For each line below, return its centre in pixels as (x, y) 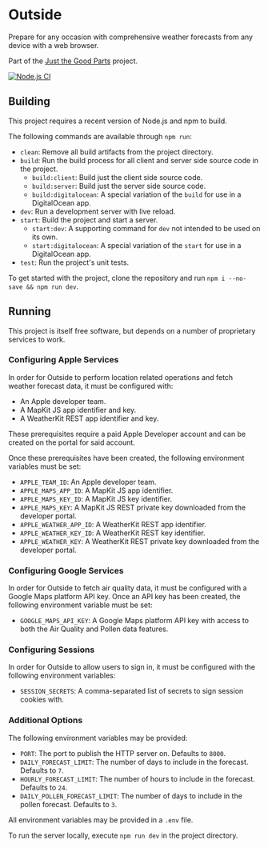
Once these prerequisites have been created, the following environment (126, 458)
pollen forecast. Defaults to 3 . (68, 804)
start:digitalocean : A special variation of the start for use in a (136, 245)
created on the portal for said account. (72, 442)
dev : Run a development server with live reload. (98, 211)
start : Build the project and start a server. (89, 220)
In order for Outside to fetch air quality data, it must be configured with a (128, 588)
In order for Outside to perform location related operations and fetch (121, 377)
